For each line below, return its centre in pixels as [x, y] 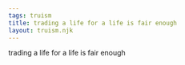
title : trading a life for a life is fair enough [93, 23]
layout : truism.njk [41, 30]
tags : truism [30, 15]
